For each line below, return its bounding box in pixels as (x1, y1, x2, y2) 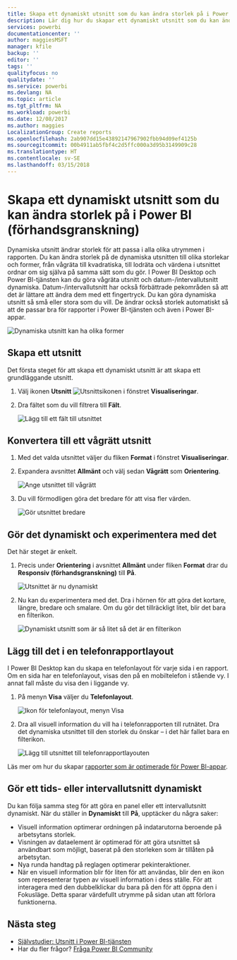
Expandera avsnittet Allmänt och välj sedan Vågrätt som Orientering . (17, 467, 221, 475)
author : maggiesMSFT (7, 37, 68, 44)
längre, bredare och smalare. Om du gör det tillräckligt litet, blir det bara (17, 603, 226, 612)
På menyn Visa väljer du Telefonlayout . (17, 692, 134, 701)
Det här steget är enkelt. (7, 547, 78, 556)
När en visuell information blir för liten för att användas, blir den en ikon (17, 867, 224, 876)
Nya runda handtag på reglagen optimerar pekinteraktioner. (17, 860, 191, 869)
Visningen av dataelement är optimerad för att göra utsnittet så (17, 838, 200, 846)
